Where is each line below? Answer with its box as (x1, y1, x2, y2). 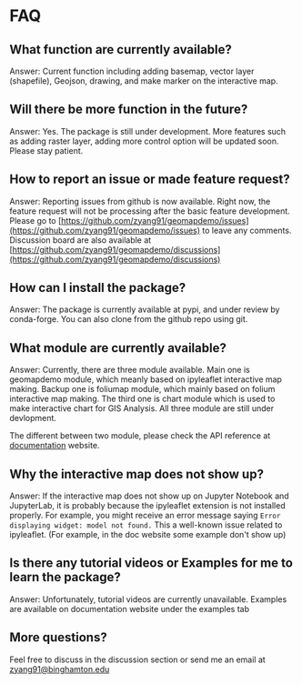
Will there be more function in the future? (9, 102, 248, 117)
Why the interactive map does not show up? (9, 466, 264, 482)
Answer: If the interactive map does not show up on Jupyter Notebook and (9, 490, 289, 501)
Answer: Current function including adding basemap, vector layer (9, 65, 255, 76)
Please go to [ (9, 215, 62, 226)
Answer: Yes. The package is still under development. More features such (9, 126, 287, 136)
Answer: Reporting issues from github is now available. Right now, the (9, 196, 271, 206)
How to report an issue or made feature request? (9, 172, 290, 187)
